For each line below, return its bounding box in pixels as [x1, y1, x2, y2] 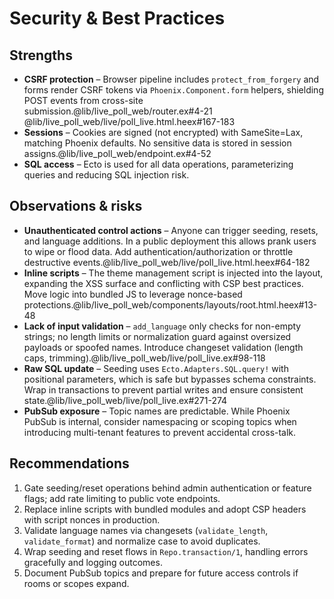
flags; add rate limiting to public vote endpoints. [23, 492, 221, 504]
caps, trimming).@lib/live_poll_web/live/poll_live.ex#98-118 [23, 352, 266, 364]
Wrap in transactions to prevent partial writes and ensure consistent [23, 383, 304, 396]
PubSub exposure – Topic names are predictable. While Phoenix [23, 405, 291, 417]
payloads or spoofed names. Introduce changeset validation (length [23, 341, 304, 353]
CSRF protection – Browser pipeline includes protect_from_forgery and [23, 73, 320, 85]
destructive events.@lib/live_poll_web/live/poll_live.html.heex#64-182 [23, 256, 311, 268]
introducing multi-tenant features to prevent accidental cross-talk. [23, 426, 297, 438]
